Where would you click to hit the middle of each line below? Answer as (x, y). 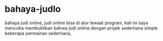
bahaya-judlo (33, 9)
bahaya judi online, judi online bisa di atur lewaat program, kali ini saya (76, 23)
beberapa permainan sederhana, (38, 33)
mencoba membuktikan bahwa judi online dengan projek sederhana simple (81, 28)
